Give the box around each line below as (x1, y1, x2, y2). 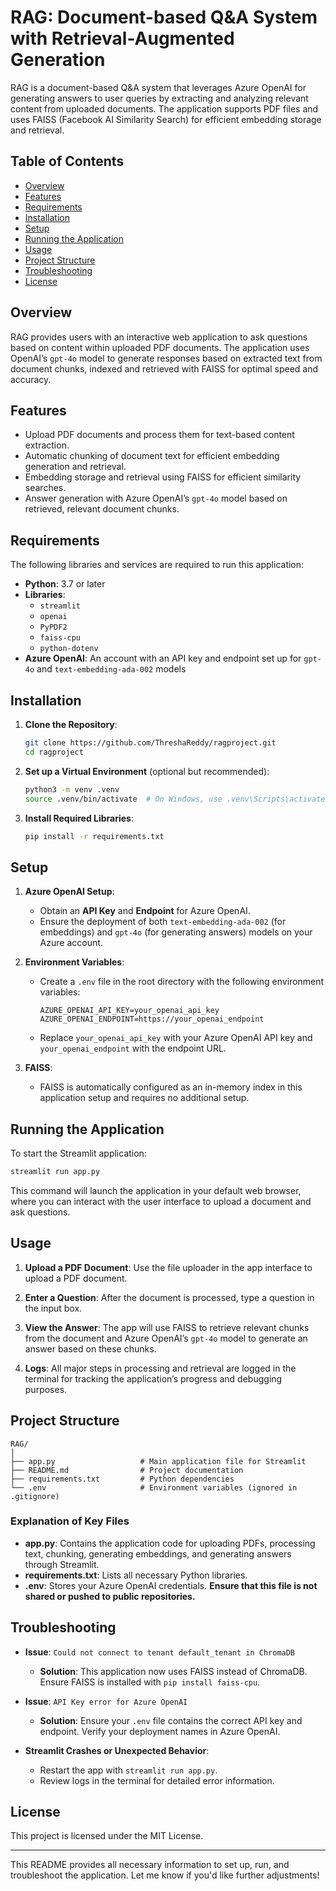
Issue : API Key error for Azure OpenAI (24, 1695, 188, 1707)
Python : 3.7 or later (24, 578, 106, 590)
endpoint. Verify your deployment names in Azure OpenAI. (39, 1725, 281, 1737)
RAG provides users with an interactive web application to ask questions (10, 331, 308, 343)
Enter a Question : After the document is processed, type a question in (24, 1291, 315, 1303)
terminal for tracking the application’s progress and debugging (24, 1372, 283, 1385)
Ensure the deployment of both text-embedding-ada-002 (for (39, 916, 287, 928)
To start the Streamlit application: (10, 1147, 147, 1159)
